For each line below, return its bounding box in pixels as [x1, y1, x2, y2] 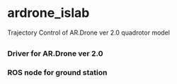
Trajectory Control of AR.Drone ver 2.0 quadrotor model [7, 28, 170, 37]
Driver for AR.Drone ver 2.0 [7, 49, 103, 59]
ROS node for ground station [7, 68, 108, 78]
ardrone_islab [7, 5, 90, 21]
